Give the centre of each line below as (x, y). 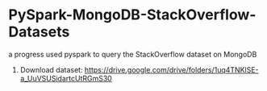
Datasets (39, 32)
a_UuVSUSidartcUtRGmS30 (66, 78)
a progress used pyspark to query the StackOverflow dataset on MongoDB (133, 54)
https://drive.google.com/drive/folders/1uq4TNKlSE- (172, 69)
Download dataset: (51, 69)
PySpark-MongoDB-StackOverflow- (132, 15)
